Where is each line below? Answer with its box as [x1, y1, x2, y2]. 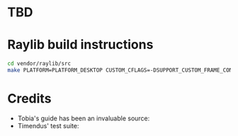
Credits [7, 91, 52, 107]
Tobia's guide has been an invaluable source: [17, 114, 150, 123]
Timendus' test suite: [17, 121, 79, 130]
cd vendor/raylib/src [7, 60, 72, 67]
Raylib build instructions [7, 37, 154, 53]
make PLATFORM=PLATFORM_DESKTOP [7, 67, 103, 74]
